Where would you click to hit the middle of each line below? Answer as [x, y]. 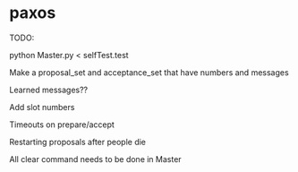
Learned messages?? [49, 90]
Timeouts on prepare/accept [62, 125]
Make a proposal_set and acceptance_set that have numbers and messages [149, 72]
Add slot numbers [42, 107]
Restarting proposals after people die [77, 142]
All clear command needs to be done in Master [95, 159]
